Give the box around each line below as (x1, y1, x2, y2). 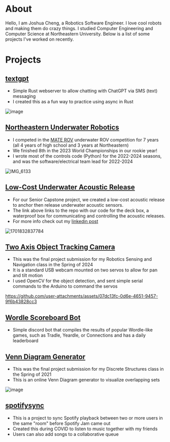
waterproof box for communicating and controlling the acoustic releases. (12, 212, 165, 219)
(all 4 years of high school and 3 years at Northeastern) (12, 142, 129, 148)
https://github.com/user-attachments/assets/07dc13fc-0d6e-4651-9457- (5, 293, 158, 299)
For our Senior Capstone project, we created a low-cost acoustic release (12, 197, 165, 203)
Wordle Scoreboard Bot (5, 313, 81, 322)
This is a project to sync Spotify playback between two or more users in (12, 415, 163, 421)
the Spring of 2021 (12, 371, 52, 377)
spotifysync (5, 401, 45, 410)
